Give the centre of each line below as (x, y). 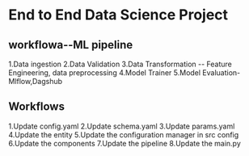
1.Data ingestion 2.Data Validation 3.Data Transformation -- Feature (120, 64)
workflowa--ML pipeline (71, 45)
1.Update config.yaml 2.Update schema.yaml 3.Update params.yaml (122, 126)
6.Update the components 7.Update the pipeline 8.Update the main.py (124, 143)
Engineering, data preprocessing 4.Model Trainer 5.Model (104, 73)
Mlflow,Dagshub (36, 81)
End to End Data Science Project (118, 15)
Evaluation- (221, 73)
